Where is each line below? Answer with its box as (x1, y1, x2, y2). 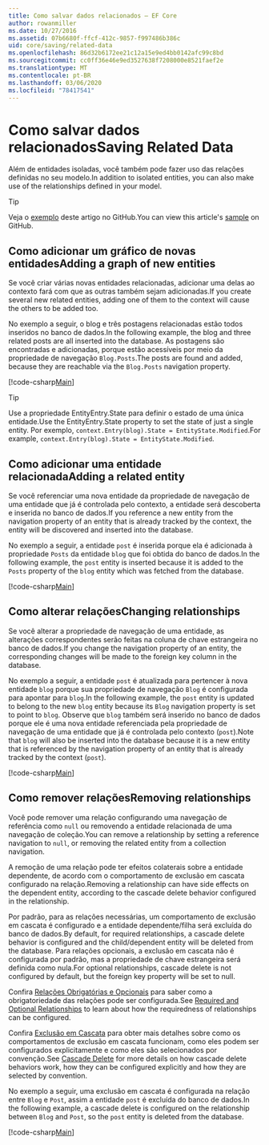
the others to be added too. (8, 304, 98, 314)
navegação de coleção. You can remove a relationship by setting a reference (8, 829, 259, 839)
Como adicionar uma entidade (8, 457, 162, 471)
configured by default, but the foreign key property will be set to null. (8, 971, 236, 981)
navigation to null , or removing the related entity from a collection (8, 838, 227, 848)
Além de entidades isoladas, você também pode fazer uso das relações (8, 164, 244, 174)
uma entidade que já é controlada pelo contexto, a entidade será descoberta (8, 499, 261, 509)
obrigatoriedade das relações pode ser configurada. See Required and (8, 995, 239, 1005)
